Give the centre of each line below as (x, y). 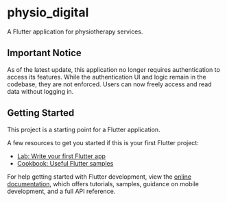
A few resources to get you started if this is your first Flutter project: (103, 142)
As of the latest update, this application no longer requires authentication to (114, 69)
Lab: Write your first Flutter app (61, 156)
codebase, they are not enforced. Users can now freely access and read (109, 84)
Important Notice (44, 53)
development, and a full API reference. (61, 191)
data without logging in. (40, 91)
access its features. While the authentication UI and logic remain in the (107, 77)
